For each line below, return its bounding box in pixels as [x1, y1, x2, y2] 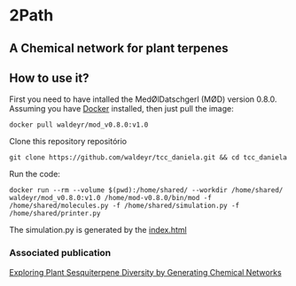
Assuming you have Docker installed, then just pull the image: [9, 104, 234, 114]
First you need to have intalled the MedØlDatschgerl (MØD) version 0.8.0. [9, 94, 277, 104]
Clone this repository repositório [9, 136, 128, 147]
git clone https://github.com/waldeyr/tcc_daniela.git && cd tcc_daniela [9, 153, 288, 162]
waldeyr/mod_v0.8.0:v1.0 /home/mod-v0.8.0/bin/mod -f [9, 194, 213, 203]
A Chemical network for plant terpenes [9, 41, 229, 56]
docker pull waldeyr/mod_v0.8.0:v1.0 [9, 120, 149, 129]
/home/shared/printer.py [9, 209, 101, 218]
